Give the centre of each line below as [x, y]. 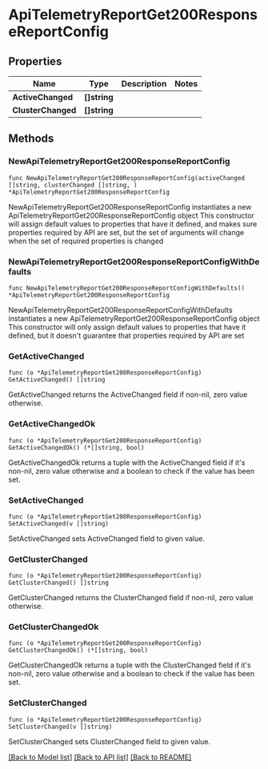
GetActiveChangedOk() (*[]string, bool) [77, 447]
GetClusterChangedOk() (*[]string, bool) [78, 651]
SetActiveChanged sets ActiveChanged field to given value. [107, 539]
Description [144, 84]
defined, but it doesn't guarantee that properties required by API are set [126, 335]
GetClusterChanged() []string [59, 583]
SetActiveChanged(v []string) [59, 523]
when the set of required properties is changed [86, 241]
